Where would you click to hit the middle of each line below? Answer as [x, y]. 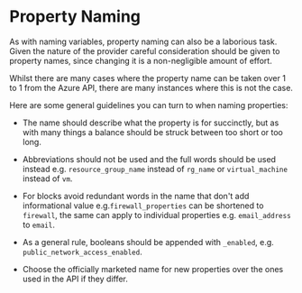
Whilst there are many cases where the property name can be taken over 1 [148, 78]
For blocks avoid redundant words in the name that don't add [136, 196]
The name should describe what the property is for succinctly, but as [151, 123]
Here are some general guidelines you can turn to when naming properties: [149, 105]
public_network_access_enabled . [82, 252]
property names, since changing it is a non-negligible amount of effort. [141, 60]
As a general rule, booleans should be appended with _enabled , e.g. [148, 242]
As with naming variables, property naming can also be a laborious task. [143, 41]
